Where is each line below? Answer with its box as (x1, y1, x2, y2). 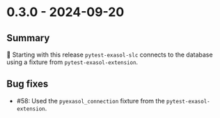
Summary (6, 32, 50, 44)
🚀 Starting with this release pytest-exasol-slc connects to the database (6, 50, 213, 59)
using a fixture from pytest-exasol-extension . (6, 58, 139, 66)
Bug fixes (6, 78, 49, 90)
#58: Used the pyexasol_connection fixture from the (16, 96, 165, 105)
